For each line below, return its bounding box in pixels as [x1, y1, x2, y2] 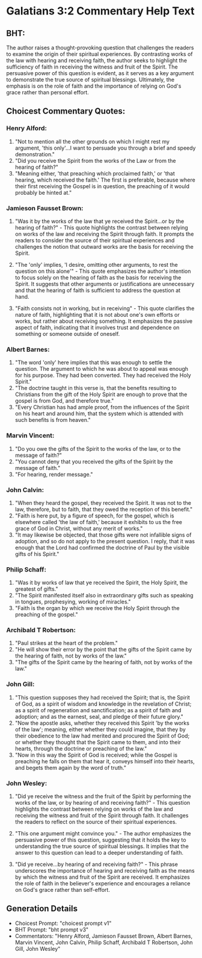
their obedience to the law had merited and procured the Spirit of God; [14, 732, 190, 739]
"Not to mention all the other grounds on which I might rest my [14, 138, 170, 145]
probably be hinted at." [14, 189, 72, 196]
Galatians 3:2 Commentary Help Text [6, 4, 195, 18]
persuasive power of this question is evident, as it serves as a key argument [6, 70, 194, 76]
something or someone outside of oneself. [14, 330, 120, 337]
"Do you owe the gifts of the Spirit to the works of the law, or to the [14, 445, 181, 452]
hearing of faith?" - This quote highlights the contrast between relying [14, 224, 188, 231]
